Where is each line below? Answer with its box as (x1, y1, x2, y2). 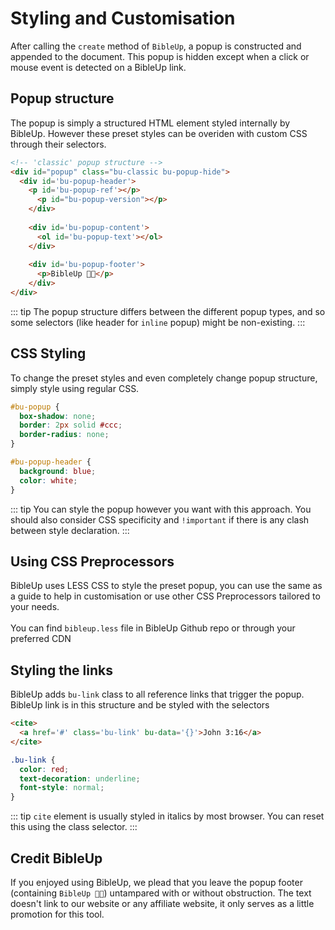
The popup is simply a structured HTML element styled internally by (10, 117, 291, 129)
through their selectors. (10, 138, 107, 150)
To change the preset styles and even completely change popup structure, (10, 372, 318, 384)
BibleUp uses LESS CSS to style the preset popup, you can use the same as (10, 580, 323, 592)
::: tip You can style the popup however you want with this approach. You (10, 503, 312, 515)
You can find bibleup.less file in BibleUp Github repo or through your (10, 622, 296, 634)
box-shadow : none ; (19, 411, 97, 421)
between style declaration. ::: (10, 524, 130, 536)
